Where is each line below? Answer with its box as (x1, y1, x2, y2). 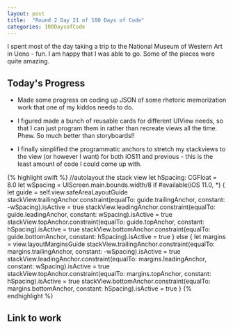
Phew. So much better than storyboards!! (17, 132, 136, 140)
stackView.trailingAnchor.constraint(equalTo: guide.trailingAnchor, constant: (7, 196, 225, 204)
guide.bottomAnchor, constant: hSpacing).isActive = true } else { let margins (7, 233, 226, 241)
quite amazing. (7, 57, 50, 66)
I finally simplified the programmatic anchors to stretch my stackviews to (17, 145, 226, 153)
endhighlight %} (7, 292, 54, 300)
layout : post (7, 10, 45, 17)
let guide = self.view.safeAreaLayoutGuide (7, 188, 129, 197)
